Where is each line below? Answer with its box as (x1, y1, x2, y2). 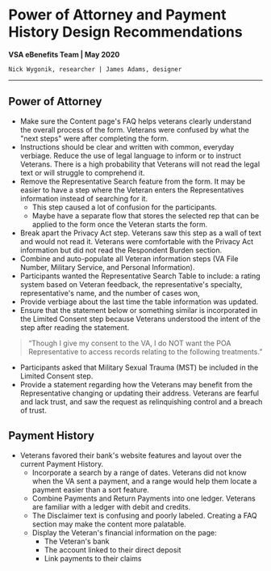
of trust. (19, 405, 47, 415)
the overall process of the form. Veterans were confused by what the (19, 125, 250, 134)
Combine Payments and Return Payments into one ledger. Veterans (31, 493, 256, 503)
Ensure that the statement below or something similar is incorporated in (19, 305, 258, 315)
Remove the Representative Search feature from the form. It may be (19, 176, 246, 186)
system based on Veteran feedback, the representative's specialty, (19, 279, 243, 289)
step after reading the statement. (19, 322, 130, 332)
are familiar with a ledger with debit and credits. (31, 501, 191, 511)
